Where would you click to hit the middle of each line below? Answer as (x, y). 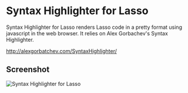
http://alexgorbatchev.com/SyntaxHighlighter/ (62, 51)
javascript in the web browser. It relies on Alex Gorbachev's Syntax (87, 33)
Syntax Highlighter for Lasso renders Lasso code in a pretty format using (94, 27)
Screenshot (28, 70)
